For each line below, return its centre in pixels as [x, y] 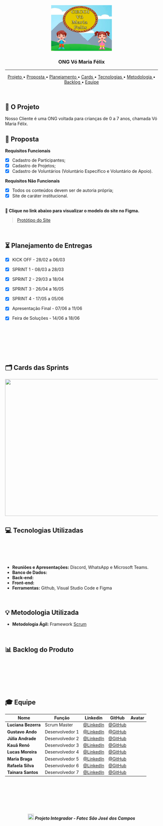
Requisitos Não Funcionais [33, 181]
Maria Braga [20, 759]
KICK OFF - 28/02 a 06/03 [39, 260]
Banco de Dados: [30, 572]
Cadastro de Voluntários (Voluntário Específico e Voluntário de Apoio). [82, 171]
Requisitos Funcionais [28, 150]
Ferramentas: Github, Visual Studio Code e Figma [62, 588]
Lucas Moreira [22, 752]
